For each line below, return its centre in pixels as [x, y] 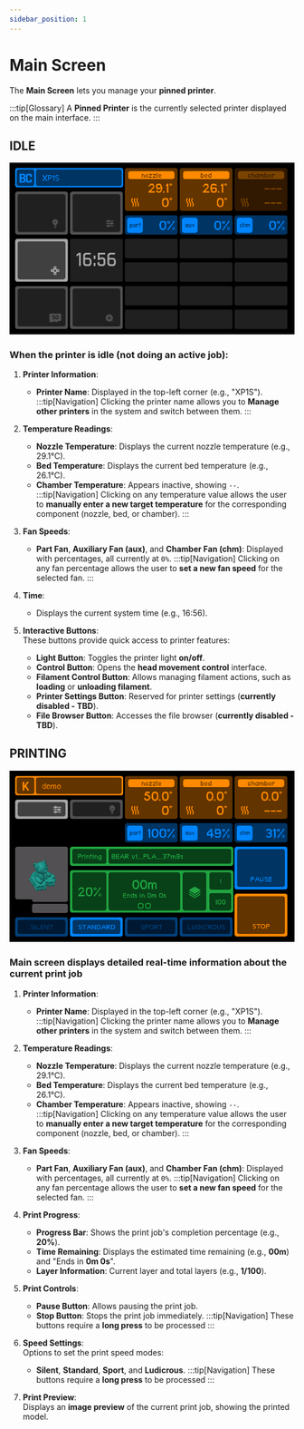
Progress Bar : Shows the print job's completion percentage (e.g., [157, 1232]
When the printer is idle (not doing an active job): [119, 355]
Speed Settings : [53, 1343]
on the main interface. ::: [55, 117]
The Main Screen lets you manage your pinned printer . [113, 90]
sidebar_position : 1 [48, 19]
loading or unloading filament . [94, 687]
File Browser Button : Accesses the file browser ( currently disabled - [165, 715]
